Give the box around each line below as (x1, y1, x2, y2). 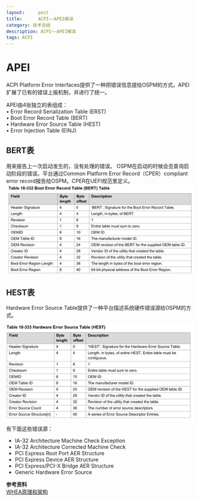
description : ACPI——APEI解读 (6, 28, 76, 34)
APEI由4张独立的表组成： (6, 102, 68, 109)
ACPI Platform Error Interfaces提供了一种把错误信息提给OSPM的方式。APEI (6, 81, 190, 88)
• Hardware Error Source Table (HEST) (6, 121, 101, 128)
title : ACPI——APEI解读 (6, 15, 74, 22)
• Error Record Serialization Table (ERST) (6, 108, 107, 115)
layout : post (6, 9, 49, 15)
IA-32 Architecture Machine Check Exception (14, 437, 126, 444)
